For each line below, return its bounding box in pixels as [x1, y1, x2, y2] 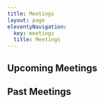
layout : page [7, 17, 45, 24]
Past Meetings [7, 85, 72, 98]
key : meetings [13, 29, 54, 37]
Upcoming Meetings [7, 62, 98, 74]
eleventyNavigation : [7, 23, 68, 30]
